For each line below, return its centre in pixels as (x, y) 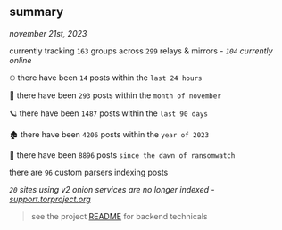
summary (37, 12)
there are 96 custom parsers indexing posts (89, 172)
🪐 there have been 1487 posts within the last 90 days (108, 113)
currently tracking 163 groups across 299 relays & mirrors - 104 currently (141, 51)
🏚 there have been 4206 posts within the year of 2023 (109, 134)
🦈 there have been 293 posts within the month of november (115, 95)
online (21, 60)
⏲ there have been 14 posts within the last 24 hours (106, 78)
